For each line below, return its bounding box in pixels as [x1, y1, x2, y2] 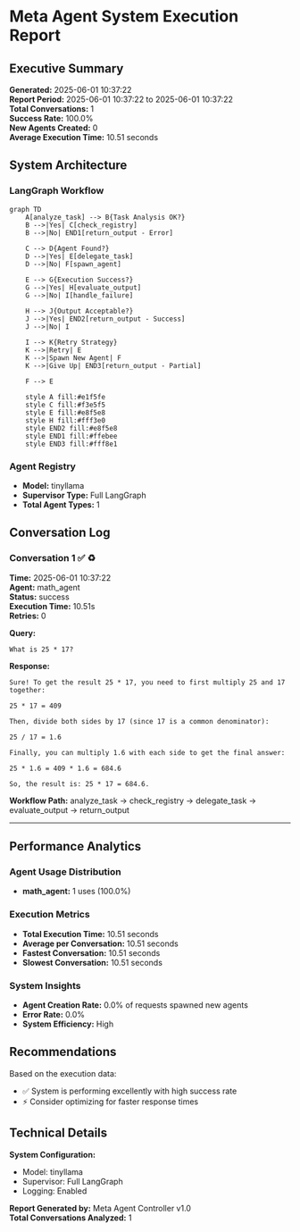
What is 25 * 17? [9, 645, 74, 654]
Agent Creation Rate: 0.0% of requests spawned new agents [21, 999, 248, 1010]
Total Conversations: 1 [9, 104, 95, 113]
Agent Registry [9, 460, 76, 473]
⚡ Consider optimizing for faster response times [21, 1096, 199, 1107]
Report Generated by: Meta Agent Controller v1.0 [9, 1203, 192, 1213]
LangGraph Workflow [9, 185, 104, 197]
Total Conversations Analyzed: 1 [9, 1212, 132, 1223]
